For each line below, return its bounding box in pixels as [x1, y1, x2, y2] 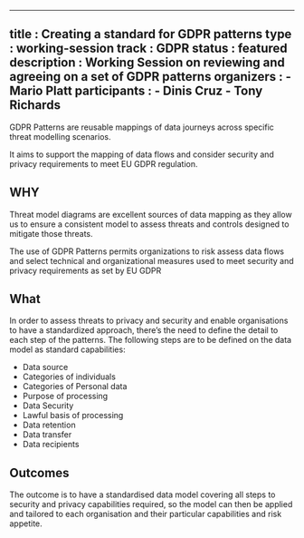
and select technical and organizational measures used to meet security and [9, 255, 294, 266]
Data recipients [22, 439, 80, 450]
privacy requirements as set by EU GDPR [9, 265, 162, 276]
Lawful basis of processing [22, 410, 124, 421]
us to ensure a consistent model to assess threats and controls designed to [9, 219, 290, 230]
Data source [22, 362, 69, 373]
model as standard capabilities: [9, 344, 126, 355]
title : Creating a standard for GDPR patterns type [9, 26, 292, 42]
